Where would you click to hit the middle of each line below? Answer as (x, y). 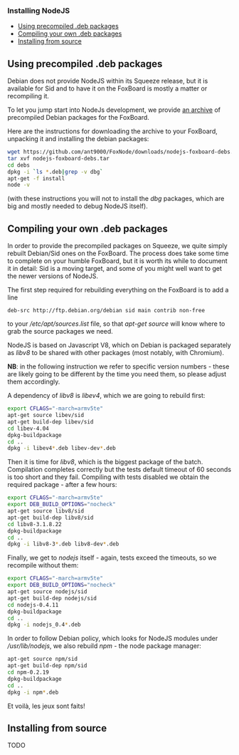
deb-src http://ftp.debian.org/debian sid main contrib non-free (106, 311)
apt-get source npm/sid (43, 659)
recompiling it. (28, 96)
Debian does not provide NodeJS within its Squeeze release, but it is (108, 81)
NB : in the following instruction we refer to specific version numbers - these (118, 366)
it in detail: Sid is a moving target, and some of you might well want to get (115, 269)
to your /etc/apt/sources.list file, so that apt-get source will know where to (116, 324)
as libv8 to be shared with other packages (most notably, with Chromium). (116, 353)
